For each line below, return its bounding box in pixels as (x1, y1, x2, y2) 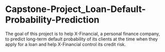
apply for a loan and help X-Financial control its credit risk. (5, 41, 126, 47)
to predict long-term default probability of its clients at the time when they (5, 36, 158, 42)
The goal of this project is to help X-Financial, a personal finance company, (5, 30, 160, 36)
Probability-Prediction (5, 14, 100, 25)
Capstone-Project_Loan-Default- (5, 3, 146, 15)
